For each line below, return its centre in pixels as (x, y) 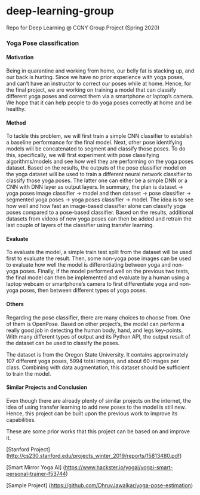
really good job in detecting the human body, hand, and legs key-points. (95, 330)
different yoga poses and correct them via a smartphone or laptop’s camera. (100, 96)
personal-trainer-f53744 (36, 473)
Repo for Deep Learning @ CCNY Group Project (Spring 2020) (83, 28)
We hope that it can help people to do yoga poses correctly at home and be (99, 102)
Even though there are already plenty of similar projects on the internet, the (99, 400)
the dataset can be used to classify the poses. (63, 343)
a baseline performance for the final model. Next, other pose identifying (95, 143)
